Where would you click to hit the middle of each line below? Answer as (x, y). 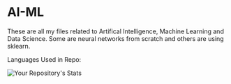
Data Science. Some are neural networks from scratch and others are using (116, 38)
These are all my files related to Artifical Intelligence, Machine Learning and (116, 31)
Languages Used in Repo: (44, 59)
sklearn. (19, 46)
